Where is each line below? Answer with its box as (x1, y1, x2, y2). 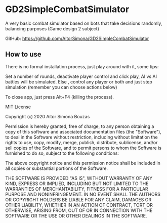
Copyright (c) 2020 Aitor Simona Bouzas (5, 113, 90, 119)
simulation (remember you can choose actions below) (5, 84, 117, 90)
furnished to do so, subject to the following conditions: (5, 150, 119, 156)
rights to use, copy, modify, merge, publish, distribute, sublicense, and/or (5, 139, 158, 145)
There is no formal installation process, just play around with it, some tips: (5, 63, 159, 69)
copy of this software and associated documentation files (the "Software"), (5, 128, 162, 135)
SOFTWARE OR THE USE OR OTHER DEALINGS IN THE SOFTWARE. (5, 212, 147, 218)
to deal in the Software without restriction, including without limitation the (5, 134, 158, 140)
